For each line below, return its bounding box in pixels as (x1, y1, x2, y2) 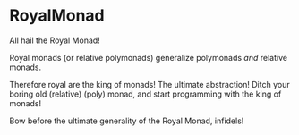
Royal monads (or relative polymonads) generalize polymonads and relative (9, 52, 288, 63)
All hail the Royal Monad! (9, 35, 100, 46)
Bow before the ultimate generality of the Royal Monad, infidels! (9, 115, 244, 126)
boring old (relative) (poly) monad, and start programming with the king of (9, 89, 282, 99)
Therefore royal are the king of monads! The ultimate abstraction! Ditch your (9, 79, 290, 89)
